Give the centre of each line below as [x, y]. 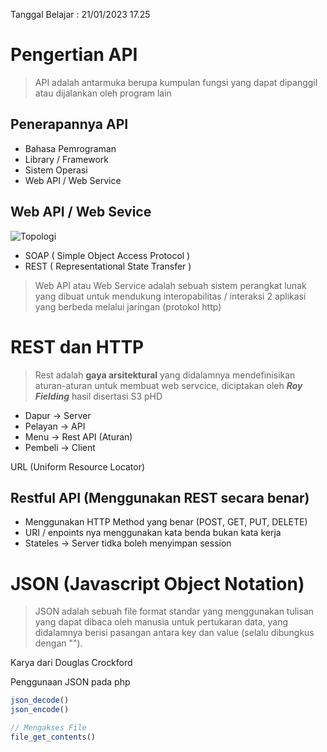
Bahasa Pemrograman [70, 148]
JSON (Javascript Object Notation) [157, 583]
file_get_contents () [53, 737]
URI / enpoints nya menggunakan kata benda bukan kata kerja [153, 533]
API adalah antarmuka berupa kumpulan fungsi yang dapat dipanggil [176, 82]
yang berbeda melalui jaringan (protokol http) [128, 306]
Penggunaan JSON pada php [70, 682]
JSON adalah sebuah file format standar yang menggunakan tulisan [174, 611]
